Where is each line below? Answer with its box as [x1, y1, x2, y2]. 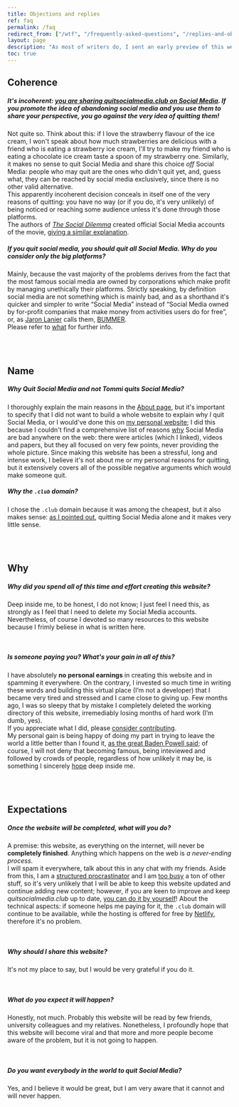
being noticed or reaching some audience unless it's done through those [7, 205, 221, 214]
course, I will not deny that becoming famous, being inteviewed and [7, 746, 206, 755]
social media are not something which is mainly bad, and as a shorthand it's [7, 293, 230, 301]
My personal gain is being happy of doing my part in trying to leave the [7, 731, 215, 739]
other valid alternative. [7, 182, 73, 191]
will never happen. [7, 1091, 62, 1101]
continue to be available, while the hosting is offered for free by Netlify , [7, 910, 216, 918]
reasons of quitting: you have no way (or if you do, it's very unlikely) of [7, 197, 215, 207]
